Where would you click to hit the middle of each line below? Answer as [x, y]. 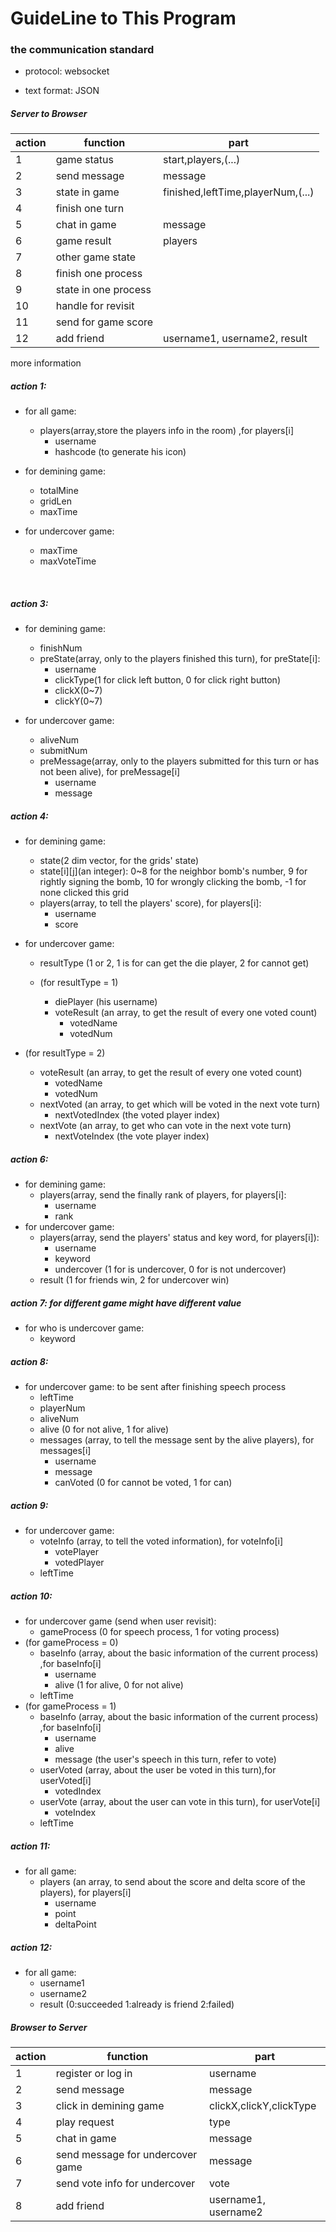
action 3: [29, 604]
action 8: [29, 1361]
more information [46, 363]
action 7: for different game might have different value [126, 1303]
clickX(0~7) [78, 691]
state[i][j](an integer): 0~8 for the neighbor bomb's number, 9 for [173, 871]
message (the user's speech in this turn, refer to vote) [165, 1759]
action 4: [29, 816]
